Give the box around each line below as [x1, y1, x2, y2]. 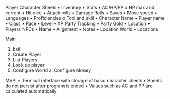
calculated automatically [5, 88, 57, 94]
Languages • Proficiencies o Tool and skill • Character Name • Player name [5, 15, 165, 21]
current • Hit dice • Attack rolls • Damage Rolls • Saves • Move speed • [5, 10, 157, 16]
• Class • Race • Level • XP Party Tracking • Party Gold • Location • [5, 20, 150, 27]
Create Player [12, 51, 42, 57]
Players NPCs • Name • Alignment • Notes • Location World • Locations [5, 26, 158, 32]
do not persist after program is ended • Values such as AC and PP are [5, 83, 153, 89]
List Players [12, 57, 37, 63]
